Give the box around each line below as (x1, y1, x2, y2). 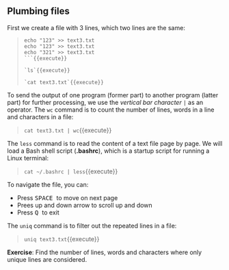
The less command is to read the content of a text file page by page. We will (7, 139, 223, 147)
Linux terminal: (7, 154, 49, 162)
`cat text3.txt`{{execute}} (23, 79, 104, 86)
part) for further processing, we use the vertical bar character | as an (7, 98, 204, 106)
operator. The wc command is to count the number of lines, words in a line (7, 106, 215, 114)
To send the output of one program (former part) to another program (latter (7, 90, 219, 99)
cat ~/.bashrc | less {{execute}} (23, 167, 118, 175)
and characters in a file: (7, 112, 74, 121)
